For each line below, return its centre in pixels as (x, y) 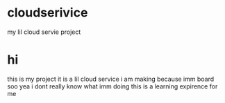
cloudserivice (48, 13)
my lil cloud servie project (44, 32)
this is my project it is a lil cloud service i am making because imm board (111, 79)
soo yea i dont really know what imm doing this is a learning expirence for (112, 86)
